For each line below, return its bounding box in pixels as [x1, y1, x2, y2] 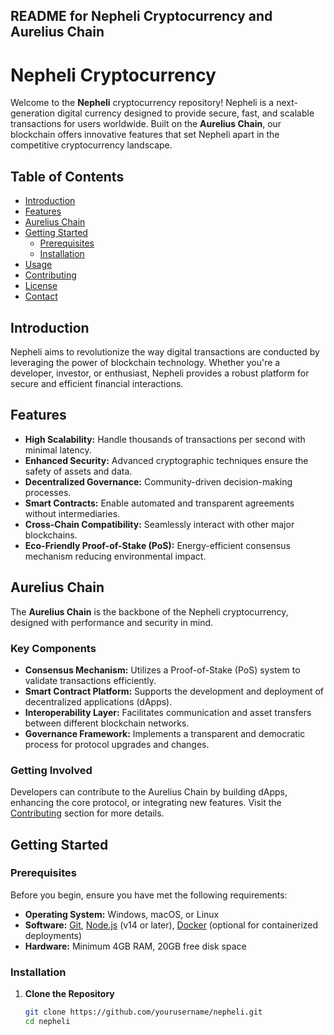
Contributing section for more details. [10, 807, 165, 819]
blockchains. [24, 529, 78, 541]
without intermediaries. [24, 507, 121, 519]
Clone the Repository [24, 988, 115, 1000]
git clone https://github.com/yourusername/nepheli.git [24, 1007, 263, 1018]
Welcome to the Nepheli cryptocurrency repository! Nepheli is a [10, 97, 275, 109]
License [24, 280, 58, 292]
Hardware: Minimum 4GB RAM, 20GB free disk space [24, 940, 247, 952]
